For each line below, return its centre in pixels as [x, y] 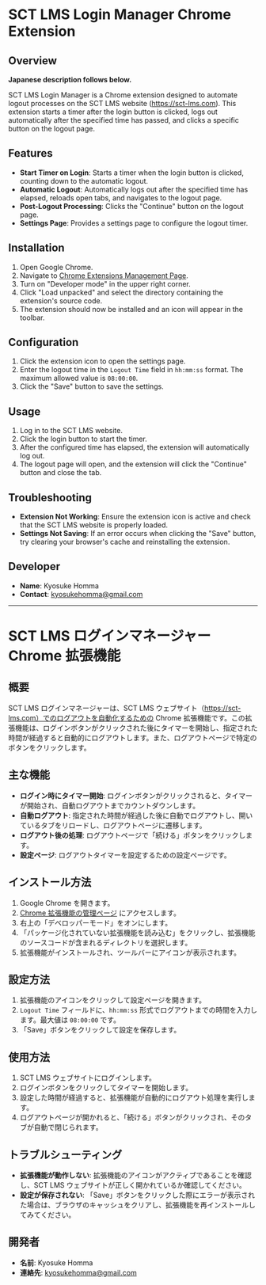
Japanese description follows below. [70, 80]
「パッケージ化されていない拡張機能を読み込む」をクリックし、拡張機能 [137, 933]
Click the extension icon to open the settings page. [103, 361]
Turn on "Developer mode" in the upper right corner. [105, 283]
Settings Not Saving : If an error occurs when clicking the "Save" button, [138, 534]
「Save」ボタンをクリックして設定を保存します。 [100, 1030]
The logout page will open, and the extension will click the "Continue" [133, 464]
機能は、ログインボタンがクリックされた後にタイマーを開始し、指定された [136, 728]
